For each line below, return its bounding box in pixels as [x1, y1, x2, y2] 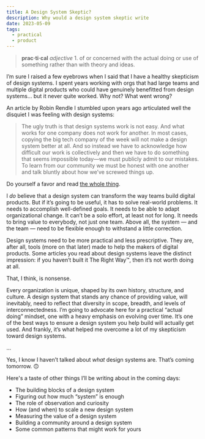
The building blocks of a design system [15, 386, 115, 394]
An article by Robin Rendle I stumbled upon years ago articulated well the [6, 104, 191, 111]
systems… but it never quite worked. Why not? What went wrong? [6, 93, 173, 99]
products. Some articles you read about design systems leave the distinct [6, 250, 192, 257]
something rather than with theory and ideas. [21, 61, 135, 68]
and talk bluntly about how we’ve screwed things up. [21, 168, 154, 176]
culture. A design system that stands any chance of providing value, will [6, 293, 188, 300]
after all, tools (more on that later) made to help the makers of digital [6, 243, 179, 251]
